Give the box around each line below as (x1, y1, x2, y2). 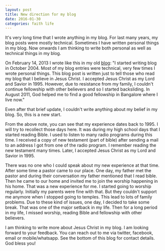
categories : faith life (5, 21, 54, 26)
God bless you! (5, 241, 36, 247)
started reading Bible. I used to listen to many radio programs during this (5, 132, 153, 138)
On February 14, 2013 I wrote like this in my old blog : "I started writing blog (5, 60, 157, 66)
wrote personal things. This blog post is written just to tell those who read (5, 70, 155, 77)
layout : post (5, 7, 32, 12)
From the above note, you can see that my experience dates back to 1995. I (5, 121, 158, 127)
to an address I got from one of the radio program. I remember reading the (5, 142, 157, 149)
